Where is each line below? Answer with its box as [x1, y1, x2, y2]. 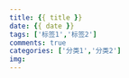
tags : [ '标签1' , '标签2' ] [9, 30, 97, 39]
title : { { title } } [9, 13, 83, 22]
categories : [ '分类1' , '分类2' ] [9, 47, 122, 56]
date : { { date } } [9, 22, 75, 30]
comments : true [9, 38, 67, 48]
